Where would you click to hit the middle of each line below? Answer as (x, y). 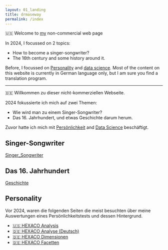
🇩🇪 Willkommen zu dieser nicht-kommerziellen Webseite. (65, 93)
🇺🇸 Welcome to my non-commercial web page (54, 33)
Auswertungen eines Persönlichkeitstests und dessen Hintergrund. (74, 216)
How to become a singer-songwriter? (51, 53)
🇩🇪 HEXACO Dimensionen (40, 237)
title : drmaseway (23, 14)
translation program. (26, 78)
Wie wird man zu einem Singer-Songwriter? (57, 112)
